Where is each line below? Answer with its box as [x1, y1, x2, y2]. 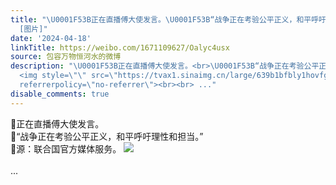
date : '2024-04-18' [10, 33, 92, 43]
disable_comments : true [10, 89, 110, 99]
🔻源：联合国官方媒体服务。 [10, 142, 122, 155]
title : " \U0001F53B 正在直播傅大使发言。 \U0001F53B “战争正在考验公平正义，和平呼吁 [10, 14, 327, 25]
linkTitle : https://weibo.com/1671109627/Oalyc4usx [10, 42, 230, 53]
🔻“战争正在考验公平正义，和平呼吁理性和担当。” [10, 130, 204, 142]
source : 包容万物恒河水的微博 [10, 52, 122, 62]
